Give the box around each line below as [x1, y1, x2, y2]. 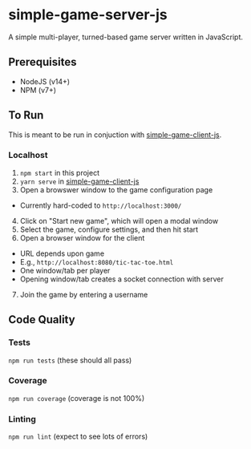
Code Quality [8, 313, 75, 326]
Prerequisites [8, 55, 77, 69]
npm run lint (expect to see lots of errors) [8, 431, 148, 442]
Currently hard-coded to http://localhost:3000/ [19, 200, 182, 210]
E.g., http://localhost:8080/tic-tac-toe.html [19, 257, 174, 266]
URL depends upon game [19, 249, 105, 258]
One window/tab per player [19, 265, 111, 275]
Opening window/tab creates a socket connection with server [19, 274, 225, 284]
